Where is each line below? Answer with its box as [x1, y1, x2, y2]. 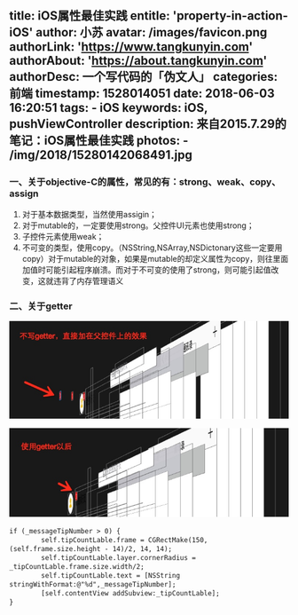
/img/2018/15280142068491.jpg [9, 147, 192, 162]
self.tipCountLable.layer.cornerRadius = [41, 554, 197, 563]
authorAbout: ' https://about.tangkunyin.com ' [9, 53, 268, 68]
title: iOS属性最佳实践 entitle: [9, 8, 170, 24]
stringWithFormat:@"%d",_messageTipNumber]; [9, 580, 176, 589]
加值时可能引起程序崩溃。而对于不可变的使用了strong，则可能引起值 [21, 264, 272, 275]
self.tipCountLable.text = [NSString [41, 572, 180, 580]
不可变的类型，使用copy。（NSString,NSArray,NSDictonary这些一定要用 [21, 242, 283, 253]
